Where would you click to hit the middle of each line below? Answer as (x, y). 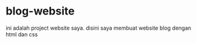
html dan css (22, 34)
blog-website (40, 11)
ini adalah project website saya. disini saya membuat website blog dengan (98, 28)
